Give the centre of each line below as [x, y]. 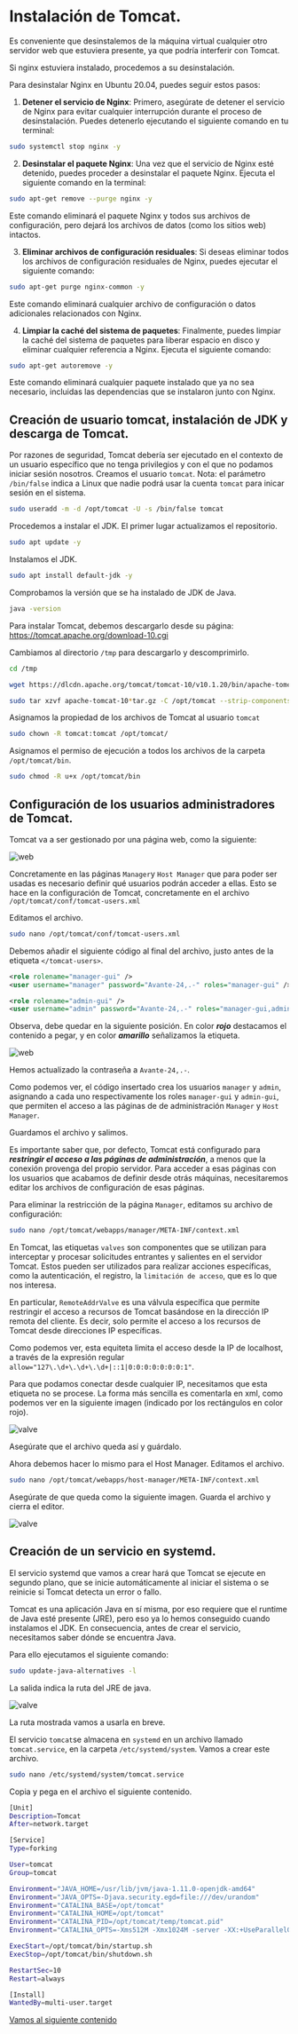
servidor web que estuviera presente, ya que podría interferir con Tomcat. [145, 50]
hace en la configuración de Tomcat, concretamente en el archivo [129, 892]
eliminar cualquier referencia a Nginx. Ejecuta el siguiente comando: [146, 349]
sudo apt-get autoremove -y [61, 366]
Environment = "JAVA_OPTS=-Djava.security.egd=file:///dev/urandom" [134, 1897]
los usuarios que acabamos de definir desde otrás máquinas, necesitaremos [149, 1178]
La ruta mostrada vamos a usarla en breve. [87, 1722]
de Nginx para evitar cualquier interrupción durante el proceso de [142, 111]
